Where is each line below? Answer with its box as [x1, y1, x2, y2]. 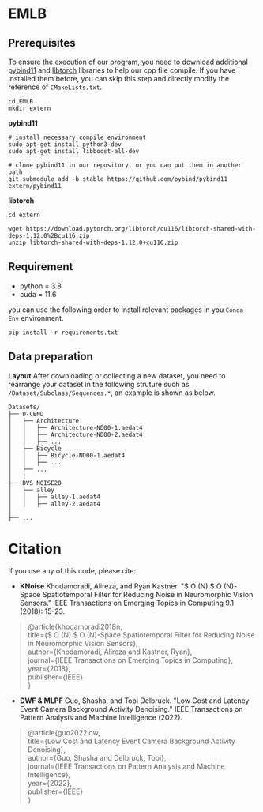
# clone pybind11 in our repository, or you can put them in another [8, 161, 242, 169]
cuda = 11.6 [19, 289, 57, 299]
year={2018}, [27, 664, 71, 673]
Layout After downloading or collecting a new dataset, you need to [8, 370, 226, 380]
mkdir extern [8, 104, 51, 112]
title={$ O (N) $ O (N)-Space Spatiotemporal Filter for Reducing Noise [27, 630, 255, 640]
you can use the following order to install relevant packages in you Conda [8, 305, 244, 314]
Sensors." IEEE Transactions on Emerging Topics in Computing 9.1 [19, 598, 235, 607]
